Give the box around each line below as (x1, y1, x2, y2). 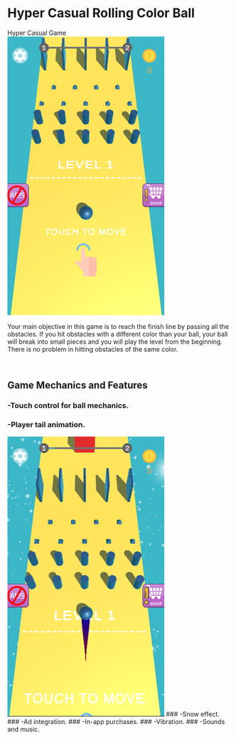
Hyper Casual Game (7, 28, 66, 37)
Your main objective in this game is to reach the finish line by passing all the (7, 322, 230, 330)
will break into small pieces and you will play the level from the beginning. (7, 337, 222, 346)
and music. (7, 725, 40, 733)
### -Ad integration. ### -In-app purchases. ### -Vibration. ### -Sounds (7, 717, 225, 725)
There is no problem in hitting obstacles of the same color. (7, 345, 178, 353)
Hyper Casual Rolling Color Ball (7, 5, 195, 21)
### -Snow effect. (166, 710, 220, 718)
